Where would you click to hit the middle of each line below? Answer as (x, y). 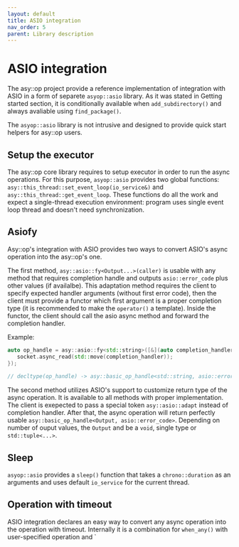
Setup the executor (51, 155)
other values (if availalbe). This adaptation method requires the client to (112, 286)
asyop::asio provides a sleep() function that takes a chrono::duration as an (119, 475)
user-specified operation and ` (52, 536)
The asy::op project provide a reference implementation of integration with (117, 89)
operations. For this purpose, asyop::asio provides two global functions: (113, 179)
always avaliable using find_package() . (64, 112)
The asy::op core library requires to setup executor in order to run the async (118, 172)
